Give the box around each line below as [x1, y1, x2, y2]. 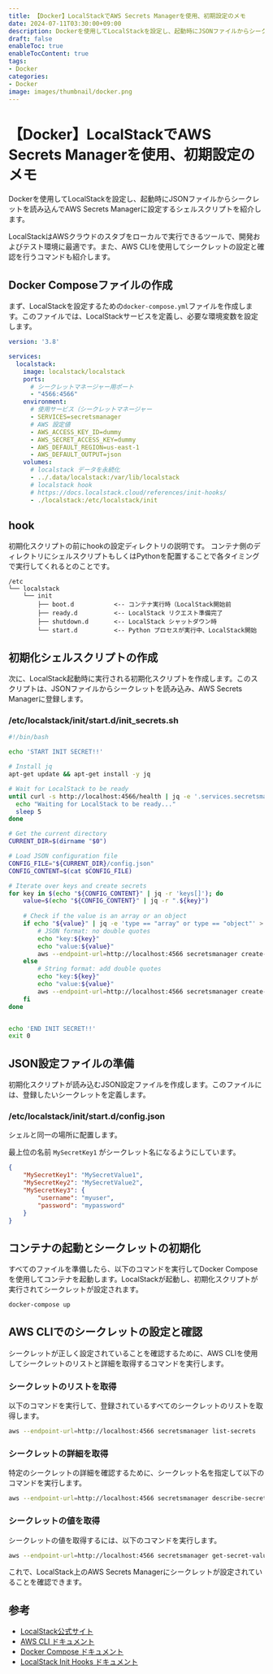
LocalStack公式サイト [19, 1627, 93, 1637]
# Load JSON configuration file [8, 852, 118, 860]
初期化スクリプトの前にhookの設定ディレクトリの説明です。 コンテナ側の [8, 541, 254, 551]
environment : [23, 398, 67, 407]
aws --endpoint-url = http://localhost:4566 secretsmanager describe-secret [8, 1494, 267, 1502]
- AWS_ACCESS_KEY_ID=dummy [29, 428, 122, 436]
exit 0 [8, 1032, 31, 1041]
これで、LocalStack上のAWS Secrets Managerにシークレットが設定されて [8, 1567, 256, 1577]
